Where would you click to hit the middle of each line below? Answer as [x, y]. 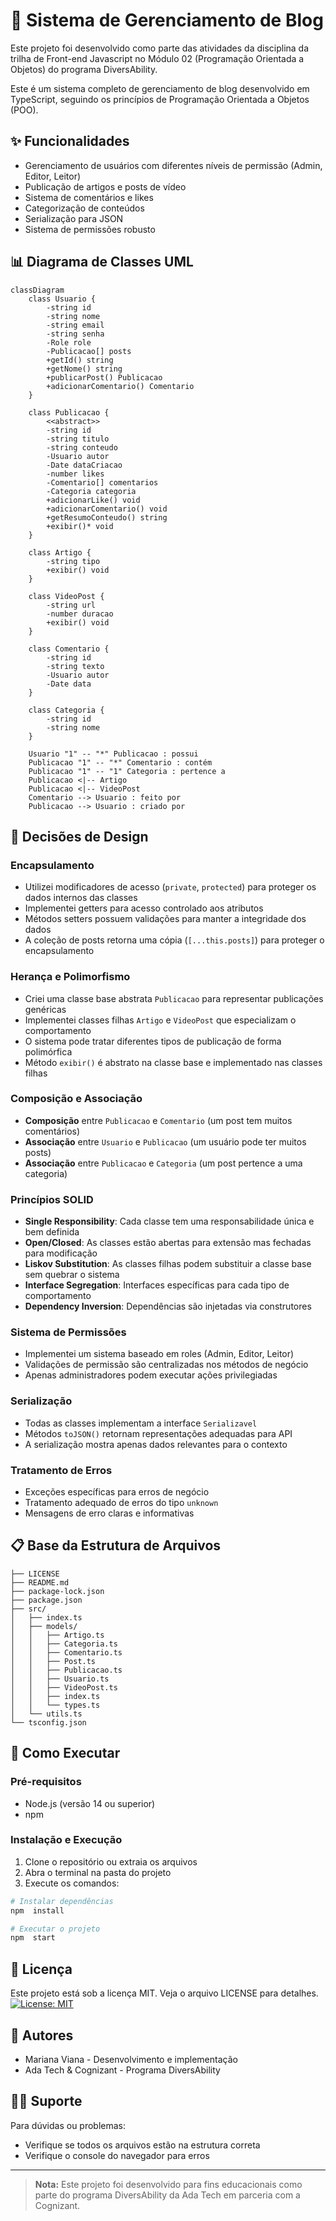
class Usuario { [62, 299]
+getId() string [80, 360]
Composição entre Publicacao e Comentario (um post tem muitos [158, 1120]
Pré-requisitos [46, 1782]
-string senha [75, 334]
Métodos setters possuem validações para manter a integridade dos [165, 919]
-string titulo [78, 439]
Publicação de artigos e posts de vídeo [105, 186]
